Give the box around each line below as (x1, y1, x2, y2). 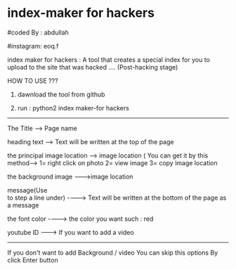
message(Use (7, 186, 48, 194)
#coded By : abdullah (7, 28, 69, 37)
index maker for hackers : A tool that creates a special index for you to (7, 55, 211, 64)
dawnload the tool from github (17, 90, 105, 98)
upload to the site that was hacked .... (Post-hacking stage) (7, 63, 178, 71)
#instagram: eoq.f (7, 41, 59, 50)
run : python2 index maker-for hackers (17, 103, 130, 112)
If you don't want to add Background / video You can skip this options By (7, 248, 218, 257)
